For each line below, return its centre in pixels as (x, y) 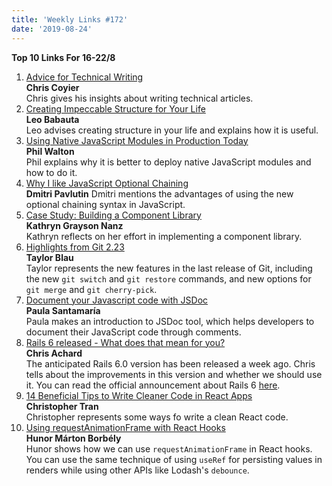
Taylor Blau (49, 257)
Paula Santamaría (63, 310)
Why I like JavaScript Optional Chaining (107, 183)
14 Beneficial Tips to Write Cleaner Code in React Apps (139, 395)
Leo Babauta (52, 119)
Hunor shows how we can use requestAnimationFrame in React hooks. (169, 448)
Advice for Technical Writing (84, 77)
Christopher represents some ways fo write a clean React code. (157, 417)
